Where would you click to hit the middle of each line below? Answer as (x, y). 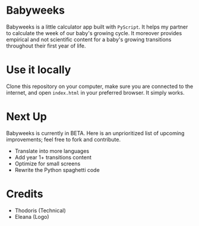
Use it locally (39, 70)
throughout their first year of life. (46, 46)
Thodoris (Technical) (40, 210)
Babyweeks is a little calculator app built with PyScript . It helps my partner (97, 27)
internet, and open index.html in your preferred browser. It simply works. (95, 92)
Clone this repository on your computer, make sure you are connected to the (100, 86)
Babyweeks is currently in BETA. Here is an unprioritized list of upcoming (95, 133)
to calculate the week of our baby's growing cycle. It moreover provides (94, 33)
